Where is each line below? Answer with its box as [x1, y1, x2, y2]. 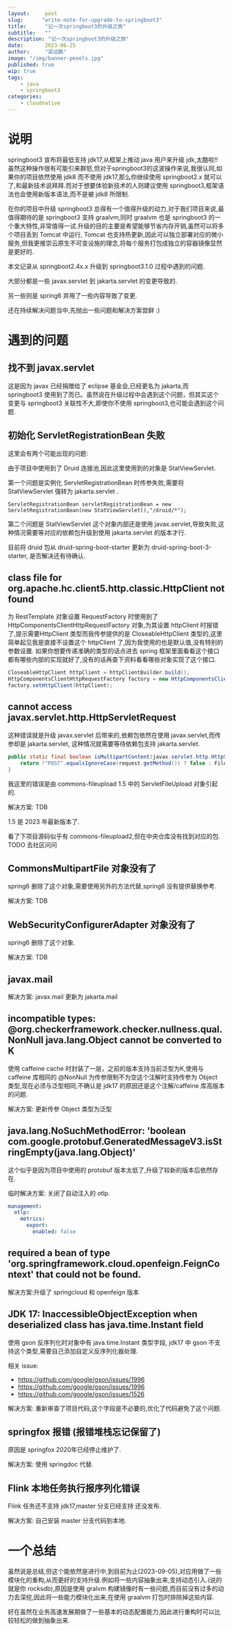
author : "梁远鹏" [8, 49, 67, 56]
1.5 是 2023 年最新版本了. [8, 817, 80, 826]
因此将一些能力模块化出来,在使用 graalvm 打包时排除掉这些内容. [34, 1593, 215, 1601]
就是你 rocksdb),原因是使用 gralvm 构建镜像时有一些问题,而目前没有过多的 [8, 1584, 218, 1593]
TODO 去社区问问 [8, 840, 58, 849]
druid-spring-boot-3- [151, 543, 212, 551]
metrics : [20, 1215, 45, 1222]
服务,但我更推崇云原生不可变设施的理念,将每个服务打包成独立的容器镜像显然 [8, 239, 223, 247]
